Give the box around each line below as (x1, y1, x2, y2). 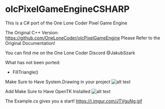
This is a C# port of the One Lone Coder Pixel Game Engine (5, 20, 127, 26)
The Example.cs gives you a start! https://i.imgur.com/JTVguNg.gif (5, 98, 142, 104)
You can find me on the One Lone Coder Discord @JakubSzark (5, 50, 135, 56)
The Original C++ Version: (5, 29, 59, 35)
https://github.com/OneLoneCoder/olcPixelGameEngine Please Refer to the (5, 35, 160, 41)
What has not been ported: (5, 59, 60, 65)
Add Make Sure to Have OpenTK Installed (5, 88, 91, 94)
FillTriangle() (12, 69, 38, 75)
